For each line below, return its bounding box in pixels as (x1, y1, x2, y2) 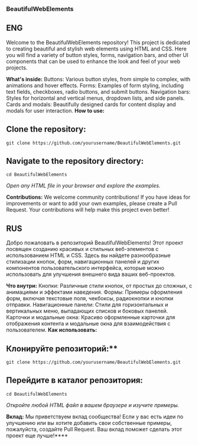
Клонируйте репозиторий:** (6, 344, 118, 354)
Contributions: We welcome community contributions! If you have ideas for (6, 193, 191, 201)
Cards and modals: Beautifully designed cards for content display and (6, 100, 176, 108)
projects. (6, 64, 28, 71)
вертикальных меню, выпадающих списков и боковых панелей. (6, 307, 168, 314)
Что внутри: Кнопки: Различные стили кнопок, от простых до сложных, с (6, 282, 192, 290)
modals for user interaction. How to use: (6, 107, 105, 114)
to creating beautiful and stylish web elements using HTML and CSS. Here (6, 45, 187, 52)
